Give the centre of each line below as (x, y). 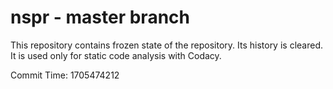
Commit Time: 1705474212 (65, 75)
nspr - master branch (100, 17)
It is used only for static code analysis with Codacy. (116, 55)
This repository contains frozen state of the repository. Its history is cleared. (166, 45)
